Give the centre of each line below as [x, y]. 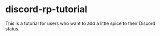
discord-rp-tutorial [47, 9]
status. [13, 28]
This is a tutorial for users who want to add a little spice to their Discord [80, 23]
